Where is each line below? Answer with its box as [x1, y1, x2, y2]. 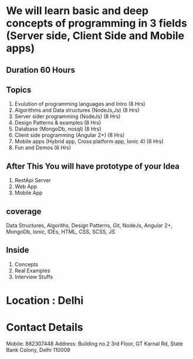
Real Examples [14, 267, 50, 274]
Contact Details [6, 321, 83, 334]
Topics [6, 85, 32, 95]
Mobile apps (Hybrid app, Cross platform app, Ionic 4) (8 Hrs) [14, 138, 164, 145]
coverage [6, 206, 42, 216]
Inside [6, 245, 29, 255]
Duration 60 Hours [6, 65, 75, 75]
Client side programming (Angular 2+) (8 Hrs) [14, 132, 125, 139]
